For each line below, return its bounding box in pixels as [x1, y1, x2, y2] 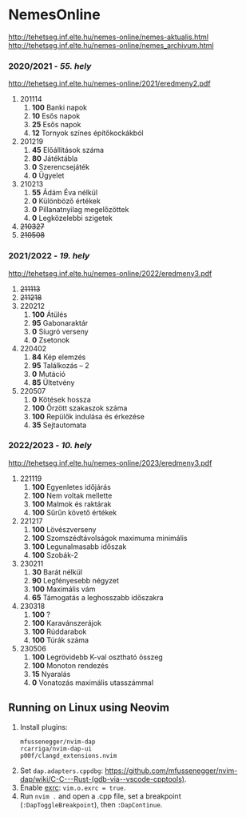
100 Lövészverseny [31, 524, 97, 534]
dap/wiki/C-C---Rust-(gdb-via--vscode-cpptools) [19, 774, 185, 783]
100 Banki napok [31, 102, 88, 113]
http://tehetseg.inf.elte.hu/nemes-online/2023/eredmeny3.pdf [8, 458, 212, 467]
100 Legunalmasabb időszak [31, 542, 127, 551]
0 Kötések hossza [31, 394, 92, 404]
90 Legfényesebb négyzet [31, 575, 120, 585]
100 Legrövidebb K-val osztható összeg [31, 652, 164, 662]
